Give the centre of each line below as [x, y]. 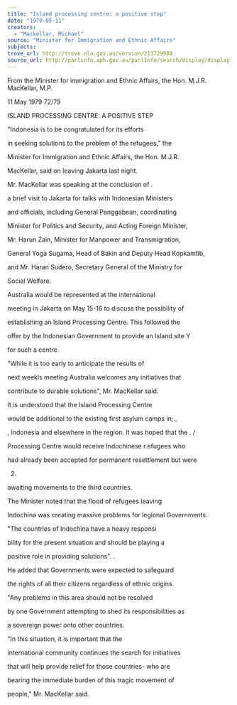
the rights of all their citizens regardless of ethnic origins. [91, 583]
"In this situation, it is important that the [65, 639]
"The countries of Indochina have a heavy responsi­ [82, 528]
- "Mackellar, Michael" [49, 34]
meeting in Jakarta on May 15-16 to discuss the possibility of [96, 308]
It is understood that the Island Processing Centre [80, 404]
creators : [22, 27]
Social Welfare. [29, 281]
